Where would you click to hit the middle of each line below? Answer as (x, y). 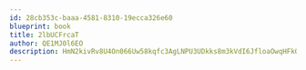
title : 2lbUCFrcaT (44, 35)
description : (34, 52)
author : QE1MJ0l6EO (46, 43)
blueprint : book (40, 26)
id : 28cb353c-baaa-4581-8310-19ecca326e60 (91, 18)
